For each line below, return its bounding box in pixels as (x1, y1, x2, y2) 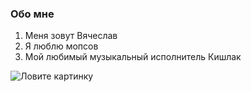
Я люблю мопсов (24, 40, 99, 52)
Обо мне (10, 7, 55, 21)
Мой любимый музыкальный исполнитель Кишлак (24, 51, 242, 63)
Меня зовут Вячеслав (24, 30, 118, 42)
